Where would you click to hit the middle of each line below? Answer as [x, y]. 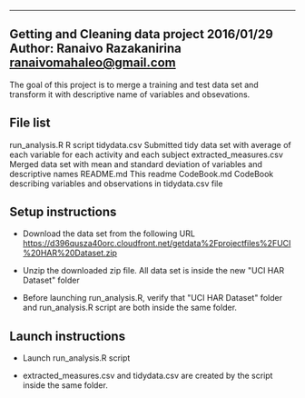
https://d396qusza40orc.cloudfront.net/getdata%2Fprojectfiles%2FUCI [157, 244]
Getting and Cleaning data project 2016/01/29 [142, 34]
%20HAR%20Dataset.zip [70, 253]
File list [30, 123]
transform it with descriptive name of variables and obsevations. [130, 94]
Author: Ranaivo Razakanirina [95, 49]
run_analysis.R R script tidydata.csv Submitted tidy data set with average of [151, 144]
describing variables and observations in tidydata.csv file [116, 184]
